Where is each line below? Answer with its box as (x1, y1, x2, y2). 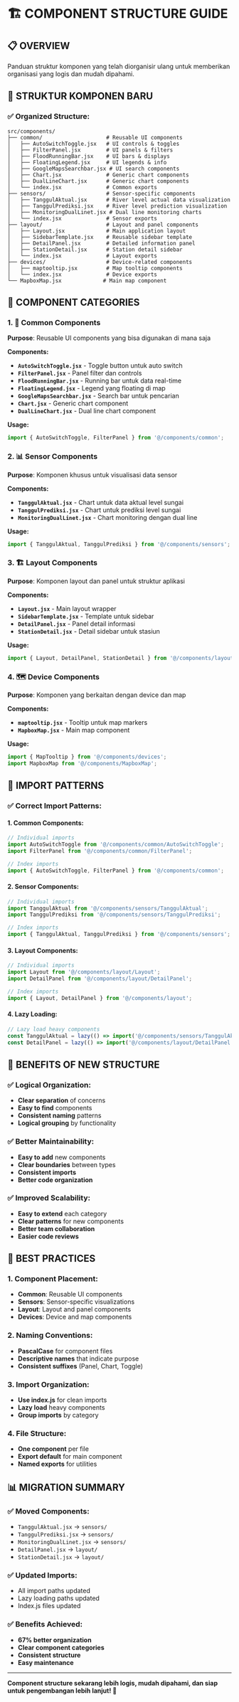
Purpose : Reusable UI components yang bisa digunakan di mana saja (7, 334, 211, 342)
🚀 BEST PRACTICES (7, 1252, 96, 1265)
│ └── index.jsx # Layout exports (7, 252, 158, 260)
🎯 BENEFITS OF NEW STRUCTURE (7, 1058, 160, 1070)
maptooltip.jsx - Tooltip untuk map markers (17, 718, 148, 726)
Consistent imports (17, 1168, 77, 1176)
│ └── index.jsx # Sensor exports (7, 215, 158, 222)
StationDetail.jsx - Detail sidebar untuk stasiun (17, 627, 160, 635)
